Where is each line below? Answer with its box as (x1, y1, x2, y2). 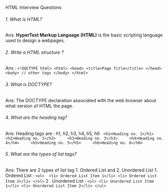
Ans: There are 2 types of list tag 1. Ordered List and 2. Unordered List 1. (5, 167, 158, 173)
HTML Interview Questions (5, 5, 62, 10)
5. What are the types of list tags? (5, 151, 77, 157)
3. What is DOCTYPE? (5, 82, 52, 87)
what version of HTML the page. (5, 103, 74, 109)
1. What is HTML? (5, 16, 43, 22)
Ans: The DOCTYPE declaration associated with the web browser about (5, 97, 157, 103)
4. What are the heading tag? (5, 114, 68, 121)
